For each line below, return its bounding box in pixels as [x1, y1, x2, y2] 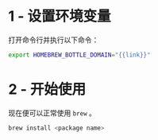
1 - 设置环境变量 [8, 7, 111, 25]
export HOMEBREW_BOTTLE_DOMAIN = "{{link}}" [8, 51, 151, 59]
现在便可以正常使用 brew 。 [8, 108, 97, 118]
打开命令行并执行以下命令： [8, 35, 99, 45]
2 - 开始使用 [8, 80, 86, 98]
